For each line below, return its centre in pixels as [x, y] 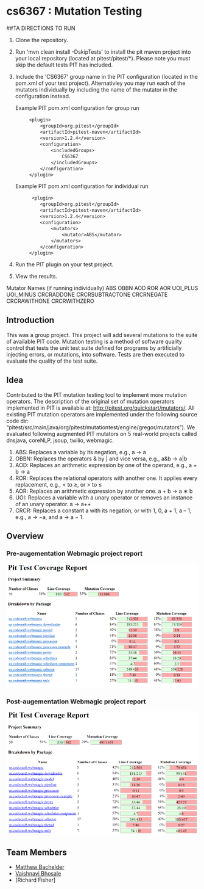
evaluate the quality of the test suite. [52, 361]
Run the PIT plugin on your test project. [64, 264]
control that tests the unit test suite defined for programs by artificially [94, 348]
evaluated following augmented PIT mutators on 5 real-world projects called [102, 434]
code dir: [18, 421]
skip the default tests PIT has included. [64, 65]
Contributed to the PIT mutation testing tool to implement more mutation [97, 394]
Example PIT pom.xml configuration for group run [77, 107]
